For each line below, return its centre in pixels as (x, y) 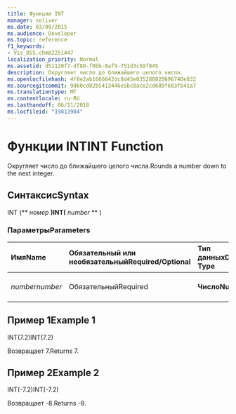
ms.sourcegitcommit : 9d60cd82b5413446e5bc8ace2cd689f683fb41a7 (102, 86)
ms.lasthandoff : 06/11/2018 (48, 105)
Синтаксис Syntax (48, 195)
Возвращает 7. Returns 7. (43, 351)
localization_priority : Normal (53, 60)
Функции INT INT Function (85, 146)
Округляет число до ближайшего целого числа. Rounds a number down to (117, 166)
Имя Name (29, 257)
